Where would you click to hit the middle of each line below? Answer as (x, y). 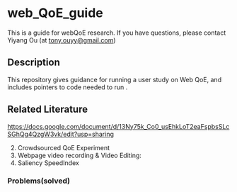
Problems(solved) (39, 181)
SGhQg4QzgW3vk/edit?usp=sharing (61, 134)
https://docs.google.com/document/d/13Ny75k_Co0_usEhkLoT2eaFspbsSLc (118, 126)
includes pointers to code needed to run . (68, 87)
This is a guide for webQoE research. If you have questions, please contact (117, 33)
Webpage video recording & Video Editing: (79, 155)
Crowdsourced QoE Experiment (64, 147)
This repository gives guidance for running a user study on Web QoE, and (114, 79)
